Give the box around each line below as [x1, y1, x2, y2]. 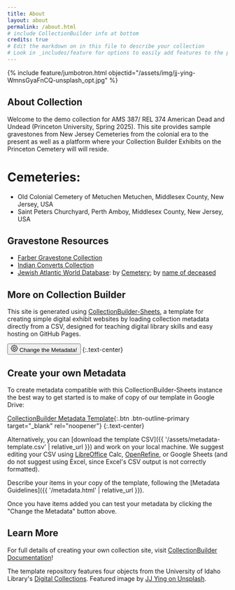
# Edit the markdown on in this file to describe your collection [7, 43, 205, 50]
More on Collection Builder [7, 289, 126, 301]
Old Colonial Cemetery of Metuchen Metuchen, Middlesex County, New [17, 192, 225, 200]
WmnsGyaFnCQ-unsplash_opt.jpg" [7, 76, 108, 84]
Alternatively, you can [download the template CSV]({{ [7, 435, 164, 444]
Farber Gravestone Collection [17, 254, 103, 262]
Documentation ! [7, 553, 54, 561]
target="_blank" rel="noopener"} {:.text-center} [7, 422, 145, 430]
